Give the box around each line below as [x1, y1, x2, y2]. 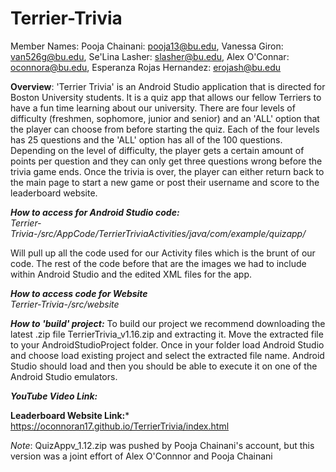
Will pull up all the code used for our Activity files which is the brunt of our [10, 247, 316, 259]
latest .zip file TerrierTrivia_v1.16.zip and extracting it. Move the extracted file [10, 328, 324, 340]
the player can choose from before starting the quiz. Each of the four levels [10, 123, 320, 135]
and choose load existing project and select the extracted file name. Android [10, 349, 325, 361]
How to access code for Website [10, 287, 148, 299]
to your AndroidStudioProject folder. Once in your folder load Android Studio [10, 338, 325, 351]
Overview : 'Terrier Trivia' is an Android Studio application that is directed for [10, 80, 326, 92]
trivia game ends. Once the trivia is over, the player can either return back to [10, 165, 325, 177]
